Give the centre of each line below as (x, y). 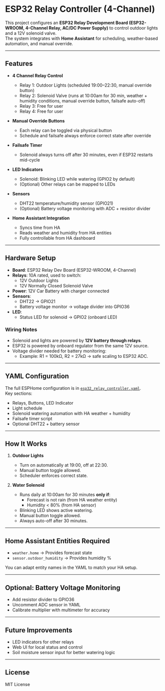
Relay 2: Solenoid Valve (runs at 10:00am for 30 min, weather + (83, 95)
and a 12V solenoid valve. (31, 33)
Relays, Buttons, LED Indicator (43, 403)
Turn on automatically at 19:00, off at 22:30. (64, 465)
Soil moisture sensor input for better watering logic (64, 652)
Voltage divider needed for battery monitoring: (59, 351)
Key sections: (19, 393)
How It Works (26, 444)
